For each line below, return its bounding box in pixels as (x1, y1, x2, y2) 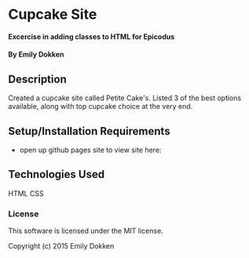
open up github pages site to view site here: (19, 145, 162, 154)
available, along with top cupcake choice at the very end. (8, 102, 193, 111)
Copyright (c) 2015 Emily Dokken (8, 242, 115, 251)
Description (8, 72, 67, 85)
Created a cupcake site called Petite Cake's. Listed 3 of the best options (8, 93, 242, 103)
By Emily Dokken (8, 49, 64, 60)
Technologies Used (8, 168, 104, 181)
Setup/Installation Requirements (8, 124, 170, 138)
